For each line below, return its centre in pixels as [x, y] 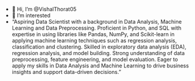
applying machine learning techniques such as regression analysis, [94, 41]
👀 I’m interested [31, 15]
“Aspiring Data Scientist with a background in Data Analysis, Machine [97, 22]
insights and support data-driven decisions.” [66, 72]
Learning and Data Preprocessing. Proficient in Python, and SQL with [97, 28]
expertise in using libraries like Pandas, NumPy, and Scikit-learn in [93, 34]
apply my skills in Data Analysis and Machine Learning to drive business [100, 66]
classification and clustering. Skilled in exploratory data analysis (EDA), [99, 47]
